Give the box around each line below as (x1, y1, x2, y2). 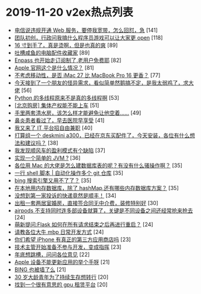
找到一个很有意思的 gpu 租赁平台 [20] (14, 281, 108, 288)
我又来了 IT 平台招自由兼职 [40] (14, 124, 93, 131)
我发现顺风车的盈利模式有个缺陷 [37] (14, 147, 106, 154)
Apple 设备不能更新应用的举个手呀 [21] (14, 258, 110, 265)
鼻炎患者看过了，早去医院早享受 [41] (14, 117, 105, 124)
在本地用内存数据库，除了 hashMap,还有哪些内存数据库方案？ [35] (14, 184, 179, 191)
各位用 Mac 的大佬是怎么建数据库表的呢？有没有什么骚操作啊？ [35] (14, 162, 183, 169)
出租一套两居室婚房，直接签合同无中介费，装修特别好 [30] (14, 199, 159, 206)
